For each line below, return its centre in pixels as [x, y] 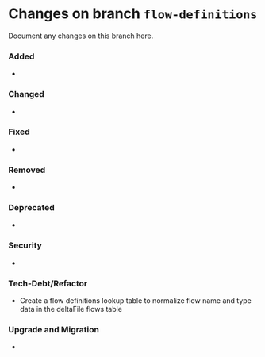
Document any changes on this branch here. [81, 36]
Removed [27, 170]
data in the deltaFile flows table [71, 309]
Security [25, 245]
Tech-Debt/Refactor [48, 283]
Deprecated [32, 208]
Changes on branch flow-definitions [133, 14]
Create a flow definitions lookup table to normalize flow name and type [135, 301]
